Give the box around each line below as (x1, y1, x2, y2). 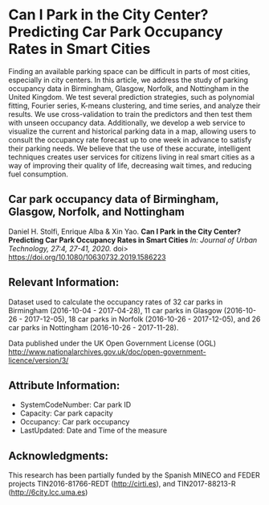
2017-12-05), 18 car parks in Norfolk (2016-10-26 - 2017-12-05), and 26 (23, 314, 261, 324)
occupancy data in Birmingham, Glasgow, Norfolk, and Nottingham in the (8, 83, 250, 93)
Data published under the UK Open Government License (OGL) (8, 338, 217, 348)
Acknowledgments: (8, 449, 109, 462)
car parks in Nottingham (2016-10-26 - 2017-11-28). (8, 322, 179, 332)
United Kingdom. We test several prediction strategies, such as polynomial (8, 92, 255, 101)
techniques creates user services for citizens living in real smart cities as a (8, 151, 255, 162)
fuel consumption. (8, 169, 68, 179)
